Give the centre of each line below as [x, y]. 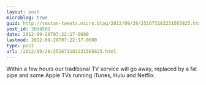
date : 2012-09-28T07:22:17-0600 [48, 35]
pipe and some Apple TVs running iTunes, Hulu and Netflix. [81, 75]
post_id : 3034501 [29, 29]
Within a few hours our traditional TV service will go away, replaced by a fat [102, 69]
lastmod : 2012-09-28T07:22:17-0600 [52, 40]
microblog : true [27, 18]
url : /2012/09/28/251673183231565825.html [61, 52]
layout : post [23, 12]
